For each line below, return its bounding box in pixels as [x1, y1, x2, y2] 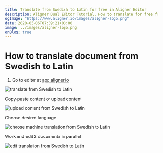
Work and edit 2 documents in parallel [5, 133, 81, 139]
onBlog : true [5, 30, 32, 34]
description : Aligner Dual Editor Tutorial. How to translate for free [5, 12, 153, 17]
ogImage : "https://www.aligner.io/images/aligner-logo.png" [5, 16, 130, 21]
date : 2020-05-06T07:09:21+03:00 [5, 20, 73, 26]
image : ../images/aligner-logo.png [5, 25, 77, 30]
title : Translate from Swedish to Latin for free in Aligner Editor [5, 7, 147, 12]
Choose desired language [5, 115, 57, 120]
